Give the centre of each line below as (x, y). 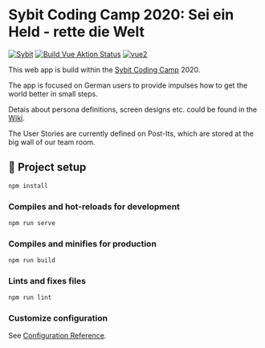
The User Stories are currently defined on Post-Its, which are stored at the (131, 133)
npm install (28, 186)
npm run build (32, 260)
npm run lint (30, 298)
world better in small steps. (53, 93)
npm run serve (32, 223)
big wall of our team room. (52, 141)
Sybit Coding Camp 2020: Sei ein (121, 15)
